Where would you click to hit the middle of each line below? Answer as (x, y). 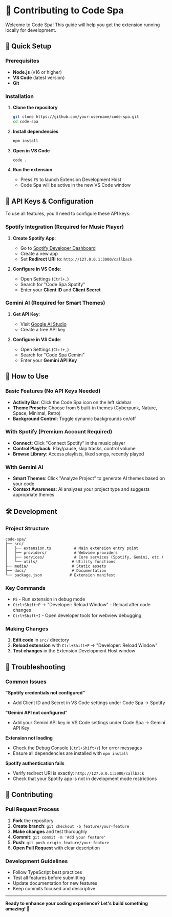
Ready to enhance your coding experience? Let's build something (77, 903)
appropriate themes (34, 495)
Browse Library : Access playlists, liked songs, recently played (78, 454)
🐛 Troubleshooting (35, 667)
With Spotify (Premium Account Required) (59, 432)
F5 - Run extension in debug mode (49, 599)
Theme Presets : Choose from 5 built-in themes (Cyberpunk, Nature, (85, 408)
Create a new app (39, 253)
